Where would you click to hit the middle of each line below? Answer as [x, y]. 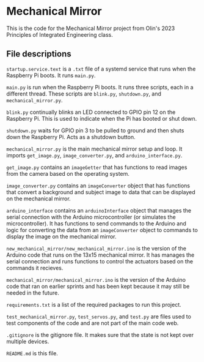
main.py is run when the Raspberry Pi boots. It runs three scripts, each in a [100, 87]
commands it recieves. [35, 268]
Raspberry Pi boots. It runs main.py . [51, 75]
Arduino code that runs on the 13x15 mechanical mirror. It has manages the [100, 255]
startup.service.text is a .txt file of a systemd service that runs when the [101, 69]
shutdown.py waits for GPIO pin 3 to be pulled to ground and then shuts [95, 130]
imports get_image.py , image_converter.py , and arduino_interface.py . [94, 155]
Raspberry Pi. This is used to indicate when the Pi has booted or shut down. [102, 118]
